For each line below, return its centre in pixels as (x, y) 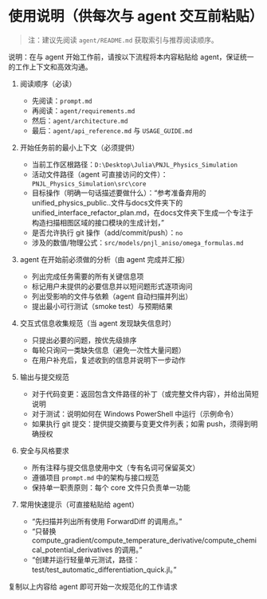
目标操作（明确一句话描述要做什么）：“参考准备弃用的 (119, 193)
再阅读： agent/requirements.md (83, 110)
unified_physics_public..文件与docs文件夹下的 (107, 202)
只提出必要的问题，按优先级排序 (84, 340)
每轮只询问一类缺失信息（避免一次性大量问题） (108, 350)
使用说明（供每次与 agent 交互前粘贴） (136, 16)
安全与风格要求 (44, 450)
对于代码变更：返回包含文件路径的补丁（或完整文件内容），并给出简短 (145, 393)
